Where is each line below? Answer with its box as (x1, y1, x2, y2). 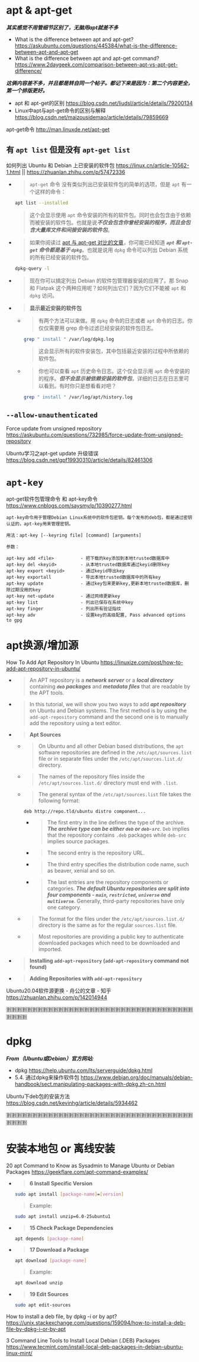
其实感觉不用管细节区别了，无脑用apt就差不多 (6, 24, 118, 31)
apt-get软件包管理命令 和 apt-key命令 (6, 496, 98, 502)
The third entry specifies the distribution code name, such (47, 860, 189, 867)
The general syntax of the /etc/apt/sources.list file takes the (38, 790, 191, 798)
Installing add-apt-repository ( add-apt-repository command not (29, 957, 190, 964)
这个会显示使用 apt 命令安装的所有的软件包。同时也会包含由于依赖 (29, 211, 191, 218)
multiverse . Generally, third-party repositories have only (47, 897, 185, 904)
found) (29, 963, 47, 970)
